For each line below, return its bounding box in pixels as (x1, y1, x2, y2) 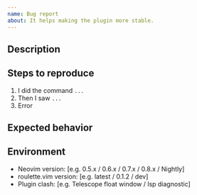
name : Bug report (7, 10, 59, 18)
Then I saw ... (17, 94, 62, 102)
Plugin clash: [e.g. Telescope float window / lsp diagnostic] (17, 179, 191, 188)
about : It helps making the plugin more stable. (7, 17, 154, 24)
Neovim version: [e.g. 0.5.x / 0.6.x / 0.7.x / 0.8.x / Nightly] (17, 165, 185, 173)
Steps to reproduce (7, 67, 95, 79)
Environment (7, 146, 66, 158)
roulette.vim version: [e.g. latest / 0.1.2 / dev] (17, 172, 149, 181)
